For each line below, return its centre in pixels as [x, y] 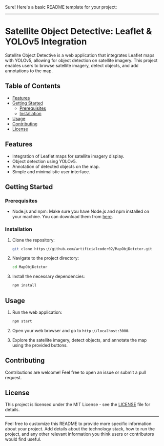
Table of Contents [33, 86]
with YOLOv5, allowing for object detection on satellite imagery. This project [81, 60]
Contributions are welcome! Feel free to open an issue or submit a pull [76, 372]
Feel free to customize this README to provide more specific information [78, 424]
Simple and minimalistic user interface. [51, 172]
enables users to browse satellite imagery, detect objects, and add [72, 65]
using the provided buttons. [40, 345]
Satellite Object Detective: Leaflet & [79, 31]
